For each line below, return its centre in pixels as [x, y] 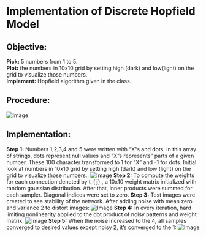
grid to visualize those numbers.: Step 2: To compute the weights [101, 175]
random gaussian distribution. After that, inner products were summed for [99, 188]
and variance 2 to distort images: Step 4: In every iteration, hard [99, 208]
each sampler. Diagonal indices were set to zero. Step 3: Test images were [101, 195]
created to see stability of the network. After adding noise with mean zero [99, 201]
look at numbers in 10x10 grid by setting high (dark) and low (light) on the [99, 168]
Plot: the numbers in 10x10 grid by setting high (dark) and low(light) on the [100, 68]
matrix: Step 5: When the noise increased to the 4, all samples [97, 220]
